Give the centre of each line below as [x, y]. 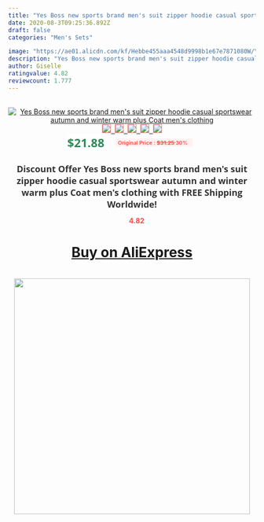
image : [19, 52]
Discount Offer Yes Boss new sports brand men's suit [132, 169]
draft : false [29, 30]
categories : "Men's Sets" [50, 37]
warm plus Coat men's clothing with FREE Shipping [132, 192]
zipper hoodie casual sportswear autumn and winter [132, 180]
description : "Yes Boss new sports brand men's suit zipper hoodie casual [133, 59]
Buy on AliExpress [132, 253]
